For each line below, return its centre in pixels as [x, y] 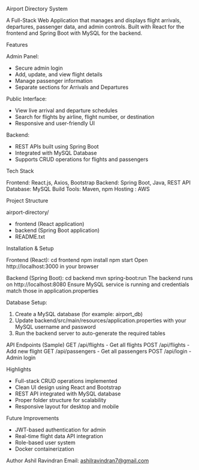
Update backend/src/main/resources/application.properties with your [101, 320]
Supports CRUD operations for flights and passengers [82, 159]
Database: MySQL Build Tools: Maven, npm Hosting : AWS [78, 189]
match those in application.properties [52, 291]
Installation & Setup [30, 248]
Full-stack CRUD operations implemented [66, 381]
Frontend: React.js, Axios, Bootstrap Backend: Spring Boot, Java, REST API [98, 182]
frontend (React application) [50, 224]
